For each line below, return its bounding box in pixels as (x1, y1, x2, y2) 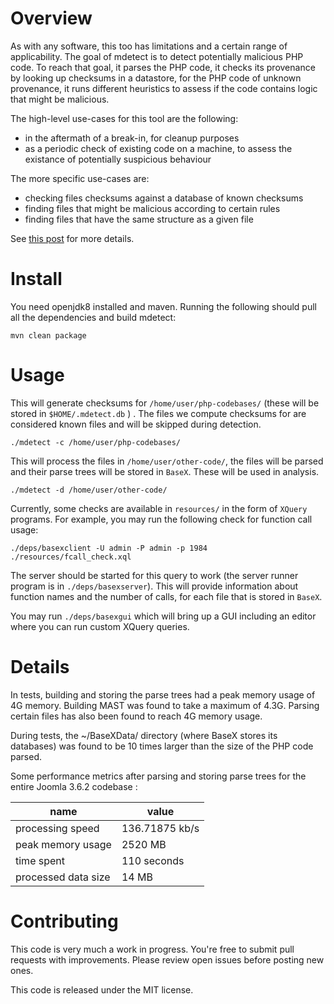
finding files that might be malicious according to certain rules (24, 202, 281, 214)
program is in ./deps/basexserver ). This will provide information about (10, 580, 299, 592)
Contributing (10, 910, 119, 932)
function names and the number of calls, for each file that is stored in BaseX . (10, 590, 323, 602)
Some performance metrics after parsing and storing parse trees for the (10, 770, 307, 782)
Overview (10, 7, 93, 30)
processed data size (15, 870, 111, 884)
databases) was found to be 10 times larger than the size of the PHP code (10, 740, 314, 752)
